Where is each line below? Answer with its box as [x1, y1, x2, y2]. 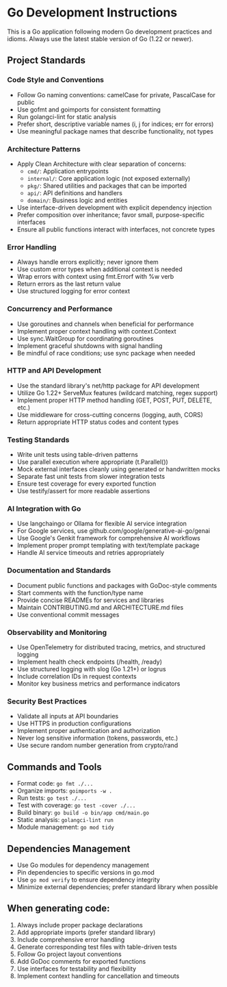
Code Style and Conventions [7, 75, 105, 85]
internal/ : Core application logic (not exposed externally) [27, 174, 191, 182]
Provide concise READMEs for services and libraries [16, 596, 164, 604]
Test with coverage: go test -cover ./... [16, 801, 136, 810]
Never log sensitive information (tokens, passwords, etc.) [16, 734, 178, 742]
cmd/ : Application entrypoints [27, 166, 109, 175]
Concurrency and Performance [7, 304, 113, 314]
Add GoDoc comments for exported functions [16, 957, 146, 965]
